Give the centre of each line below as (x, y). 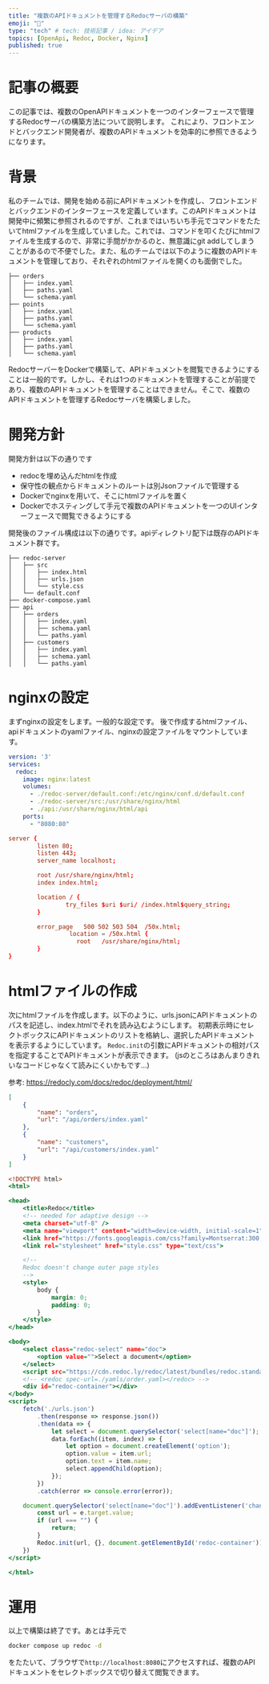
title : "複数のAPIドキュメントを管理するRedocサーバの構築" (98, 16)
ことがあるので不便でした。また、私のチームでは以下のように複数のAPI (126, 251)
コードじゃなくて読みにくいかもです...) (86, 1065)
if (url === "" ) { (68, 1521)
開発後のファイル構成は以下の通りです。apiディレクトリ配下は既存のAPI (127, 533)
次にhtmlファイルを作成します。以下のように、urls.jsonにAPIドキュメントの (133, 1015)
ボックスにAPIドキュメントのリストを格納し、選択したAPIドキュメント (139, 1035)
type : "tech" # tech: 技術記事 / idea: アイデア (86, 31)
